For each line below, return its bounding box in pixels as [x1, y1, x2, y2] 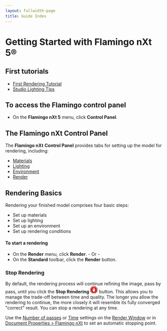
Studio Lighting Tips [12, 86, 55, 92]
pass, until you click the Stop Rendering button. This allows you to [5, 289, 153, 295]
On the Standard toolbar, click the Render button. [12, 257, 117, 263]
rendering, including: [5, 148, 49, 154]
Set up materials [12, 212, 47, 218]
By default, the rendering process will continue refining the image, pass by [5, 281, 161, 287]
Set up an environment [12, 223, 60, 229]
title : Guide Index [5, 13, 47, 19]
